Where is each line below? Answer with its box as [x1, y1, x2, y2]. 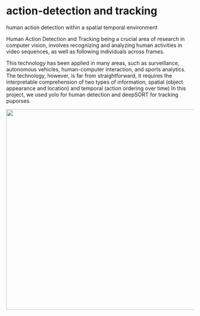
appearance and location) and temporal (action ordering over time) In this [6, 84, 186, 91]
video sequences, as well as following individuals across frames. [6, 48, 165, 55]
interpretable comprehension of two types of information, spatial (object [6, 78, 183, 86]
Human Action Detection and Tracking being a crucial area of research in [6, 35, 185, 42]
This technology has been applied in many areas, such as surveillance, [6, 59, 180, 67]
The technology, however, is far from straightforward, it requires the [6, 72, 173, 79]
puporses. [6, 97, 32, 105]
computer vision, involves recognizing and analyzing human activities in [6, 42, 183, 49]
